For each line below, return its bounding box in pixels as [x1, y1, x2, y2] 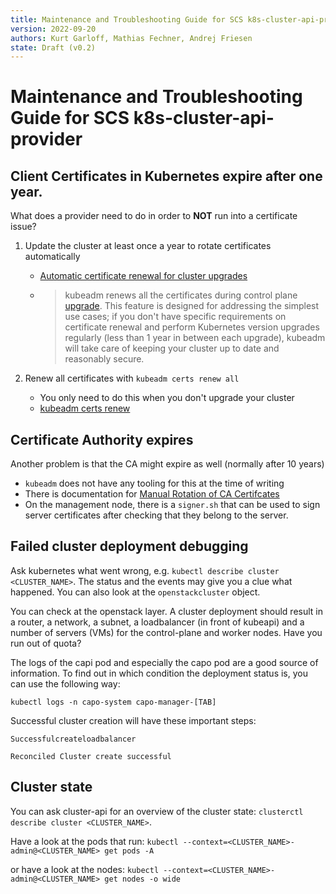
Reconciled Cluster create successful [10, 751, 172, 761]
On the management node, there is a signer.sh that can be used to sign [24, 499, 321, 511]
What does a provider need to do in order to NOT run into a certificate [10, 210, 298, 222]
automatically [24, 251, 81, 263]
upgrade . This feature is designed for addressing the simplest [64, 300, 320, 312]
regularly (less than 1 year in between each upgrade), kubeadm [64, 332, 326, 344]
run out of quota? [10, 637, 82, 649]
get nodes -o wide [104, 874, 182, 884]
